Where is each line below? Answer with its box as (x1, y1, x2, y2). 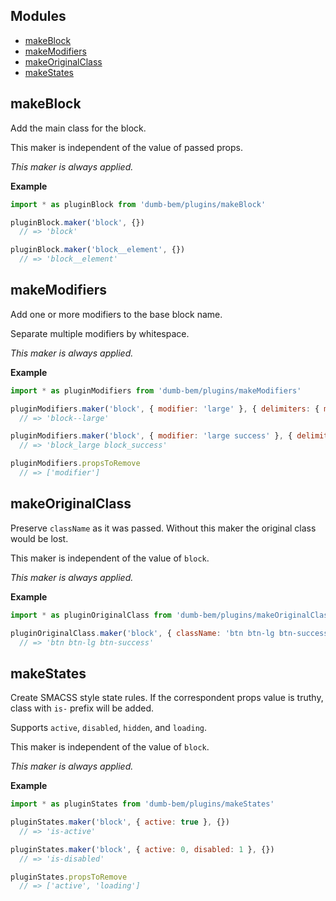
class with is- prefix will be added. (10, 702, 154, 714)
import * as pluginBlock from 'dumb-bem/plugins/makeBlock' (10, 199, 267, 209)
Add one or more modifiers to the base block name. (10, 308, 223, 320)
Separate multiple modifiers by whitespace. (10, 327, 190, 339)
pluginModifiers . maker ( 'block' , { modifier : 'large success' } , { (10, 431, 293, 441)
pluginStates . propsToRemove (10, 872, 128, 882)
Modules (10, 8, 67, 25)
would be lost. (10, 532, 69, 544)
